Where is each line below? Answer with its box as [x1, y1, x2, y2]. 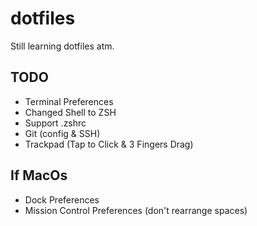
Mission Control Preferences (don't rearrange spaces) [24, 204, 248, 216]
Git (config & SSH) [24, 127, 101, 139]
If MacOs [10, 167, 68, 184]
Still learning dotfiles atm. [10, 40, 115, 52]
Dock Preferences [24, 193, 100, 206]
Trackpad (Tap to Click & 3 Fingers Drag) [24, 138, 194, 150]
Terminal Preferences [24, 95, 114, 107]
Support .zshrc [24, 117, 87, 129]
